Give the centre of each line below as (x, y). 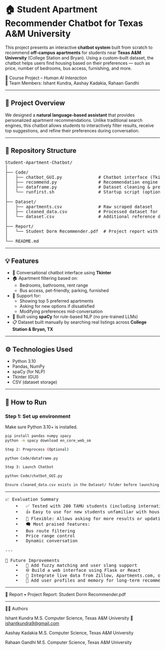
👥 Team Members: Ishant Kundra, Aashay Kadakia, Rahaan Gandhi (72, 83)
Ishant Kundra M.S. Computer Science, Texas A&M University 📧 (69, 618)
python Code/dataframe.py (31, 458)
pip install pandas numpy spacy (38, 436)
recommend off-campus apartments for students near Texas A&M (73, 53)
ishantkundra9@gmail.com (32, 623)
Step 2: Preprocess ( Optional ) (37, 449)
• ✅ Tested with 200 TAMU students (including (76, 506)
